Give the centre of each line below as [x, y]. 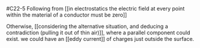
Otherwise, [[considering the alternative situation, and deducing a [87, 26]
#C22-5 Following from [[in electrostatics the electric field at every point [96, 9]
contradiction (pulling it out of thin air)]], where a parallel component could [98, 33]
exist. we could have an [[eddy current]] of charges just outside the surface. [100, 39]
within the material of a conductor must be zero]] [67, 15]
